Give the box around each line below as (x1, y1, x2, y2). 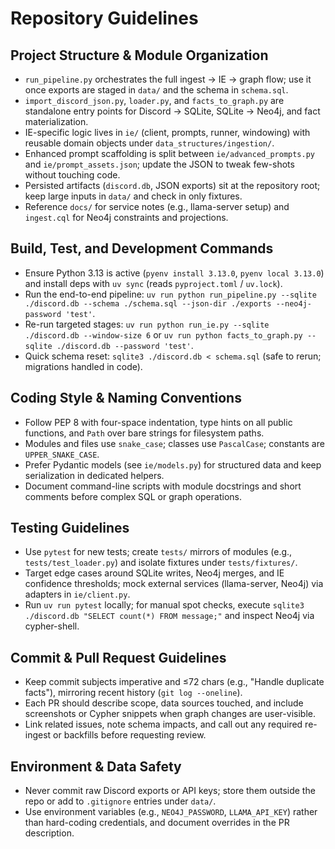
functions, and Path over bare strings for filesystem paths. (24, 427, 265, 439)
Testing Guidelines (10, 520, 130, 537)
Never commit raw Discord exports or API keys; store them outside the (24, 785, 316, 797)
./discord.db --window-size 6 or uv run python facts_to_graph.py (24, 328, 303, 341)
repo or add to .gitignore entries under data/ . (24, 795, 217, 807)
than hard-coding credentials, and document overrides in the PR (24, 817, 290, 829)
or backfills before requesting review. (53, 729, 207, 741)
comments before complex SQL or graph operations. (24, 490, 242, 502)
